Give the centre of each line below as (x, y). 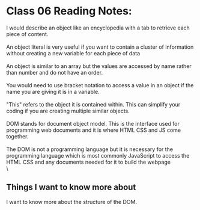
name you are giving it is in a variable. (53, 91)
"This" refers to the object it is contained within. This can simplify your (93, 104)
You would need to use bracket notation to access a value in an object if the (100, 85)
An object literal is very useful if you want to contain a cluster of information (100, 47)
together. (17, 136)
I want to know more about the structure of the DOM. (71, 202)
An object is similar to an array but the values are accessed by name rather (99, 66)
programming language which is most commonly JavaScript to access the (98, 155)
